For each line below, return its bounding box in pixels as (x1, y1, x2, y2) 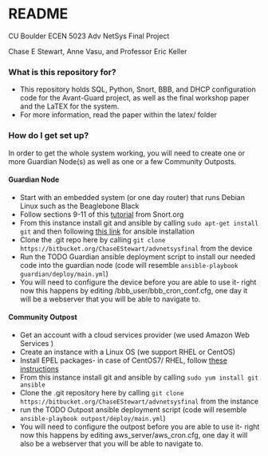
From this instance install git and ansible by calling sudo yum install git (19, 372, 259, 382)
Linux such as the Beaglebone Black (19, 201, 140, 210)
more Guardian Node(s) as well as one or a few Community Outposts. (8, 156, 237, 166)
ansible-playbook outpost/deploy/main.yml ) (19, 413, 166, 423)
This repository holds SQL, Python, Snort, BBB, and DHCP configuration (19, 85, 257, 94)
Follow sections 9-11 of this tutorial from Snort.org (19, 209, 184, 219)
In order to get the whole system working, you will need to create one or (8, 148, 246, 158)
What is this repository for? (8, 66, 117, 77)
